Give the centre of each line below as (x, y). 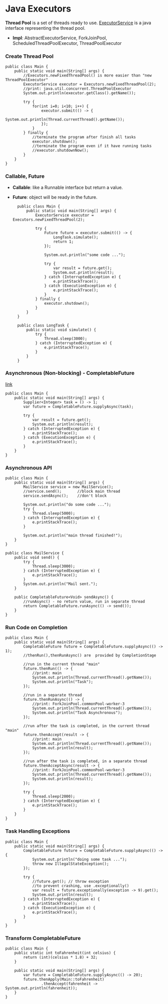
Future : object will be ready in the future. (55, 197)
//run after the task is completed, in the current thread (87, 726)
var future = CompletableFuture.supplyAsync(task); (79, 407)
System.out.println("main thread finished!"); (73, 536)
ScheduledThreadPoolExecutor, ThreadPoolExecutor (67, 43)
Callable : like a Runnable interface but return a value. (68, 187)
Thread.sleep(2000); (54, 796)
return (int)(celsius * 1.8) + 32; (61, 958)
